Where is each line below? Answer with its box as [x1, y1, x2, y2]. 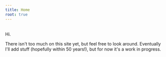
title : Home [5, 7, 30, 12]
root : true [5, 12, 28, 17]
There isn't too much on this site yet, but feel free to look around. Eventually [5, 40, 161, 46]
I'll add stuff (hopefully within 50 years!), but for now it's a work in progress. [5, 46, 161, 52]
